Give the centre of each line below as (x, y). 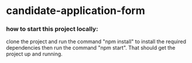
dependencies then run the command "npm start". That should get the (91, 48)
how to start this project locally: (52, 29)
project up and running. (34, 54)
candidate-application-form (76, 11)
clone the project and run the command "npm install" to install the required (96, 41)
